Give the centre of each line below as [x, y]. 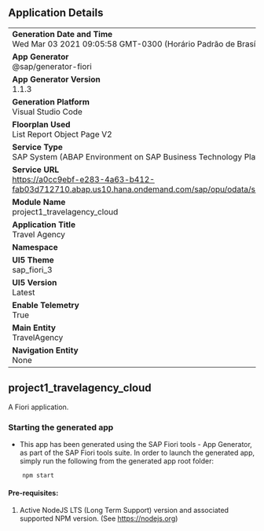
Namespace [35, 247]
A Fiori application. [38, 407]
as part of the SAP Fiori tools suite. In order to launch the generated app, [137, 452]
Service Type [37, 147]
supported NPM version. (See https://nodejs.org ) [99, 518]
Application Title [44, 225]
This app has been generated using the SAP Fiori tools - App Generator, [136, 444]
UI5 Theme [33, 260]
